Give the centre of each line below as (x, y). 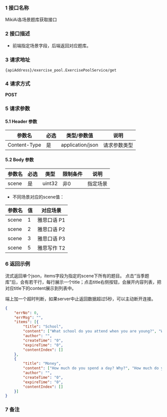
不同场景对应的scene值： (38, 197)
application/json (80, 145)
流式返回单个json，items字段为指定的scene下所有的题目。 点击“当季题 (77, 276)
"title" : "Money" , (42, 364)
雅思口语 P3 (51, 239)
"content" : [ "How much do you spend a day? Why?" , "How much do (91, 368)
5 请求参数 (18, 109)
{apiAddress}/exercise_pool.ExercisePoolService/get (61, 70)
